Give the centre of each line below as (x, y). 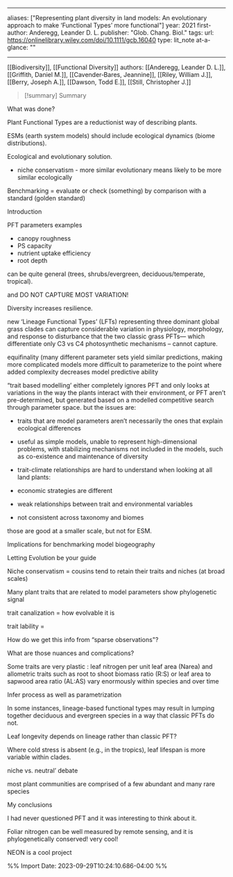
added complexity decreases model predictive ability (83, 372)
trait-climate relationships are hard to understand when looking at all (115, 470)
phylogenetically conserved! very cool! (63, 839)
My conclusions (30, 805)
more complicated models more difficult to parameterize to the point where (114, 364)
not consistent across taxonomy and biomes (80, 518)
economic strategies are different (65, 490)
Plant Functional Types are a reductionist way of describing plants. (102, 122)
